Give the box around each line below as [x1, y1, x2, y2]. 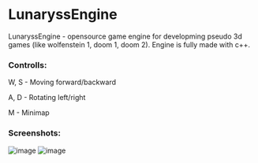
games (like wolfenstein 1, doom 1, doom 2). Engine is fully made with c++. [8, 39, 251, 49]
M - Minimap [8, 108, 50, 117]
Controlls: [8, 59, 47, 70]
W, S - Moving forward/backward [8, 77, 117, 87]
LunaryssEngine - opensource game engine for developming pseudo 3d [8, 31, 242, 41]
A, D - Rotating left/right [8, 93, 86, 102]
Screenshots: [8, 128, 62, 139]
